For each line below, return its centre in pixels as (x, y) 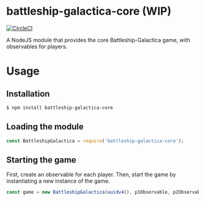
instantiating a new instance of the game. (58, 181)
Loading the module (45, 127)
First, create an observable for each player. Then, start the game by (91, 175)
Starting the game (41, 160)
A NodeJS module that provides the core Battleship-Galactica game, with (98, 40)
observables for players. (37, 46)
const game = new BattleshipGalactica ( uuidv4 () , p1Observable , (88, 192)
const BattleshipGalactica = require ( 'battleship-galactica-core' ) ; (95, 141)
